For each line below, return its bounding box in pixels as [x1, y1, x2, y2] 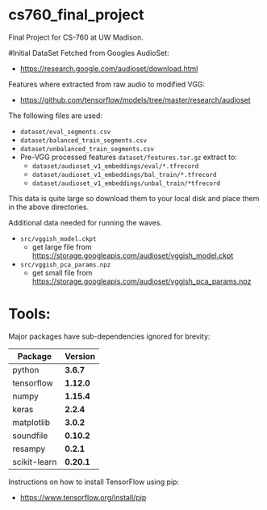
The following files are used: [8, 111, 103, 120]
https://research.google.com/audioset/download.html [19, 63, 198, 74]
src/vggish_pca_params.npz [19, 260, 111, 268]
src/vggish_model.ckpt [19, 234, 97, 243]
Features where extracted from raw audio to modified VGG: [8, 79, 206, 89]
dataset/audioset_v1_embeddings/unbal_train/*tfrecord [31, 179, 220, 188]
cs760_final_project [8, 6, 144, 24]
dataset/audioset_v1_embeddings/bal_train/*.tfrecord [31, 171, 217, 179]
